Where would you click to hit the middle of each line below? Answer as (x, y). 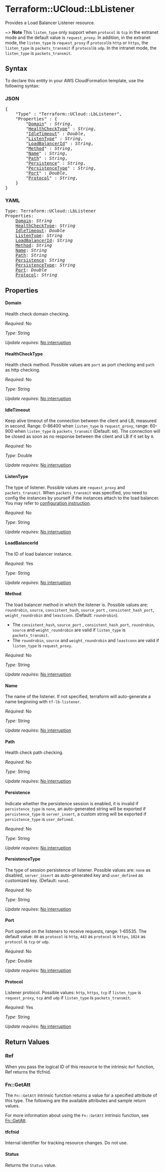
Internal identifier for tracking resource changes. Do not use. (66, 1143)
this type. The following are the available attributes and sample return (76, 1101)
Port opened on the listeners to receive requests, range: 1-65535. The (76, 931)
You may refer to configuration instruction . (48, 503)
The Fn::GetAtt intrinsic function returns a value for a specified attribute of (81, 1095)
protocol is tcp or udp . (28, 942)
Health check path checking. (34, 752)
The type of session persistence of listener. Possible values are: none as (78, 870)
